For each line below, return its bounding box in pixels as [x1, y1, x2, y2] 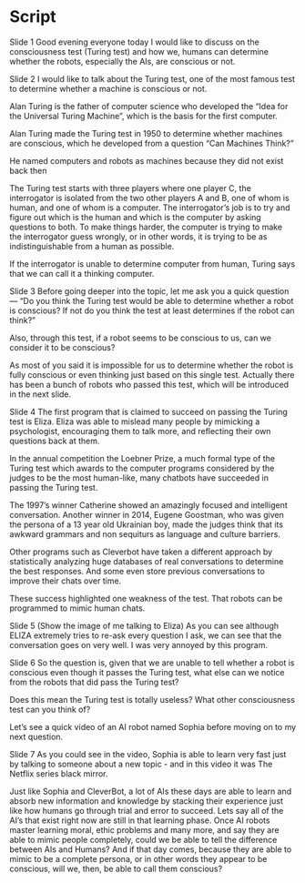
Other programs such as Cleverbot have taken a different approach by [9, 546, 273, 557]
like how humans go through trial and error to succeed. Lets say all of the [9, 805, 284, 816]
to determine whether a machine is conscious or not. [9, 83, 208, 94]
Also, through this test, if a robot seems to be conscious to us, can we [9, 332, 271, 343]
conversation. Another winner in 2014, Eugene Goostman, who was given [9, 509, 284, 520]
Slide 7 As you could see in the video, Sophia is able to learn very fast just [9, 748, 287, 759]
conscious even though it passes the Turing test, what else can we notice [9, 666, 285, 677]
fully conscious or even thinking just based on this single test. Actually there [9, 369, 295, 380]
